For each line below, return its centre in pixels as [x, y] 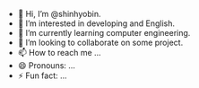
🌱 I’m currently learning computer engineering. [104, 33]
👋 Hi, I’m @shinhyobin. [59, 14]
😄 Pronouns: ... [47, 66]
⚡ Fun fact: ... [42, 75]
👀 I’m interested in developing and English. [96, 23]
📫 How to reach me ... [59, 53]
